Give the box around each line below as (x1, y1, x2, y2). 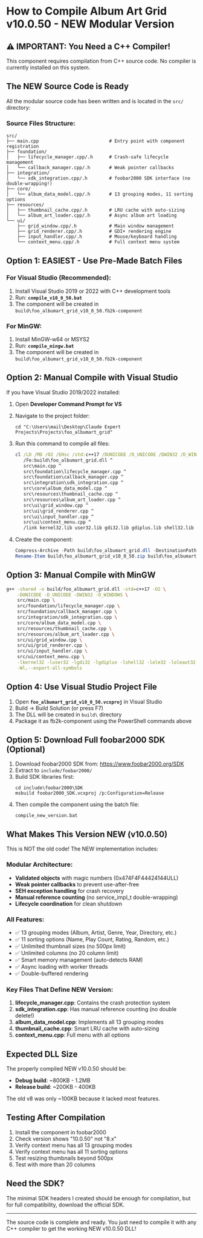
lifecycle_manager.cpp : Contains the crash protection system (14, 999, 170, 1006)
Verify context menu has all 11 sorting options (14, 1148, 128, 1155)
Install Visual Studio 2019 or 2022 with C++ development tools (14, 287, 171, 295)
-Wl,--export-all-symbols (17, 665, 83, 671)
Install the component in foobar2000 (14, 1128, 107, 1135)
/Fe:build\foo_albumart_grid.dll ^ (23, 457, 113, 463)
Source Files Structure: (6, 119, 76, 127)
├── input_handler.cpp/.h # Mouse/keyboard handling (17, 234, 177, 240)
